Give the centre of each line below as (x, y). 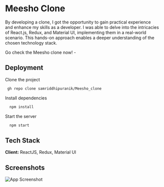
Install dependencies (26, 98)
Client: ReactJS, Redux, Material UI (41, 152)
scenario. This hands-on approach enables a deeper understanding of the (80, 38)
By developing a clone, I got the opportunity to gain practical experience (78, 22)
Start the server (21, 116)
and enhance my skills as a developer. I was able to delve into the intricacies (82, 27)
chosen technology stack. (31, 43)
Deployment (24, 68)
